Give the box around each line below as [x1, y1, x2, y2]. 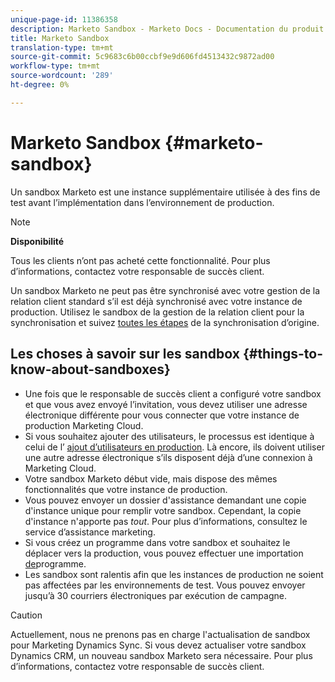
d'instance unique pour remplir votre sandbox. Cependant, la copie [24, 504, 302, 516]
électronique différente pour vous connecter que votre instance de [24, 409, 300, 421]
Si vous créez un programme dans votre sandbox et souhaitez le [24, 536, 291, 548]
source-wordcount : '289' [10, 71, 114, 81]
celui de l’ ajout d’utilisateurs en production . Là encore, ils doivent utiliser [24, 441, 325, 453]
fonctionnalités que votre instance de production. [24, 483, 228, 495]
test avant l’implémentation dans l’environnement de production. [10, 196, 275, 208]
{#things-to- [242, 346, 324, 363]
